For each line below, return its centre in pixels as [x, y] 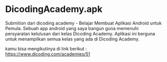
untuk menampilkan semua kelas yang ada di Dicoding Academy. [72, 39]
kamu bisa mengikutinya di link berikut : [46, 48]
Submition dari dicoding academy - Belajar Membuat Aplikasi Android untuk [83, 23]
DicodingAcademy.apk [54, 9]
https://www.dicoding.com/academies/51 [48, 54]
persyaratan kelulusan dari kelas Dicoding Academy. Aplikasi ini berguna [80, 33]
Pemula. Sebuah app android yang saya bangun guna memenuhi [72, 28]
